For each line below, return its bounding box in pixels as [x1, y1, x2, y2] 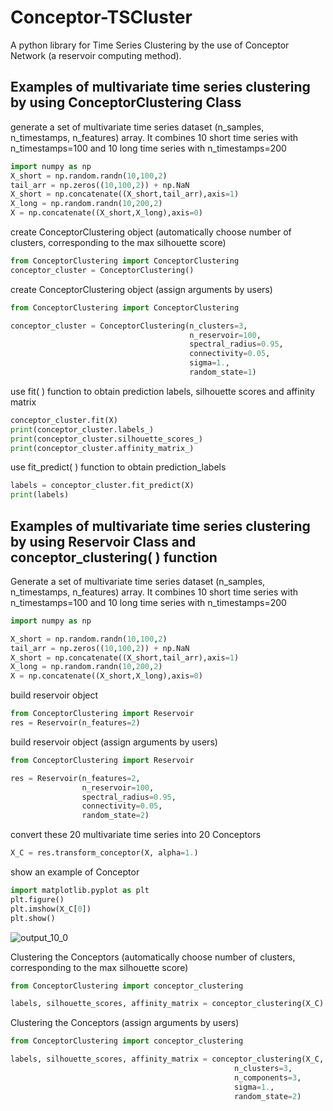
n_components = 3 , [233, 1072, 302, 1083]
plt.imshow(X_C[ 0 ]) [10, 904, 92, 914]
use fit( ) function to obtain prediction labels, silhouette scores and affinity [10, 385, 316, 397]
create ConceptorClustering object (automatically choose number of [10, 226, 292, 238]
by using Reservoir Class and [10, 533, 197, 550]
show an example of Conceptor [10, 866, 140, 878]
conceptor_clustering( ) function [10, 549, 218, 566]
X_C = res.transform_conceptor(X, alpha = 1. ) [10, 848, 199, 858]
